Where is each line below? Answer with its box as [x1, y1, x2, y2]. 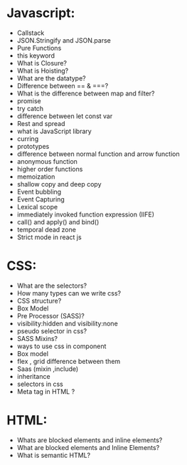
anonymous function [16, 157, 78, 165]
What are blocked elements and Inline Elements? [16, 443, 160, 451]
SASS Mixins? [16, 334, 58, 343]
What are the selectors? [16, 281, 87, 290]
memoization [16, 172, 55, 181]
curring [16, 134, 39, 143]
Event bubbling [16, 187, 62, 196]
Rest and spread [16, 119, 65, 127]
